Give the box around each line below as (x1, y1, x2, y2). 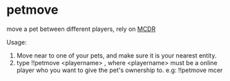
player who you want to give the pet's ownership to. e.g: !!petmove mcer (16, 66, 223, 74)
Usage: (6, 38, 27, 46)
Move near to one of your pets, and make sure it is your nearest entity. (16, 51, 217, 60)
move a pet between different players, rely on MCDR (6, 25, 156, 33)
